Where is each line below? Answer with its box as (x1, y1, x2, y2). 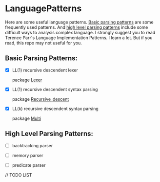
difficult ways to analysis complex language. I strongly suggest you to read (5, 29, 155, 35)
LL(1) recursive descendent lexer (12, 67, 78, 73)
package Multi (12, 115, 41, 121)
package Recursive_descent (12, 96, 69, 102)
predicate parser (12, 162, 46, 168)
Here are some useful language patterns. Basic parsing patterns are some (5, 19, 154, 25)
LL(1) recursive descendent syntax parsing (12, 86, 98, 92)
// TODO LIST (5, 172, 32, 178)
